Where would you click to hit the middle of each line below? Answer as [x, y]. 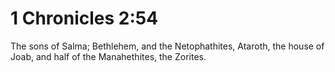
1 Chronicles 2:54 [84, 18]
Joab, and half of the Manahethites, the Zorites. [108, 56]
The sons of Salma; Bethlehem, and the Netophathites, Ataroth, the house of [167, 46]
